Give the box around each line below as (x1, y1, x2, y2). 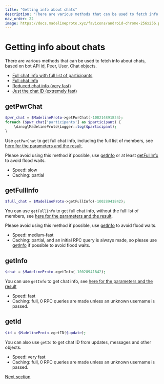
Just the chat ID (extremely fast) (12, 88, 77, 94)
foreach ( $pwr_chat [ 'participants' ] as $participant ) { (5, 120, 121, 124)
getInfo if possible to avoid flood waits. (12, 243, 90, 248)
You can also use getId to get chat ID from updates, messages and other (5, 339, 151, 345)
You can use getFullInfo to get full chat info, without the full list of (5, 208, 139, 214)
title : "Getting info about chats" (5, 7, 78, 12)
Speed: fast (12, 293, 36, 299)
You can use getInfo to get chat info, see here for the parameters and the (5, 278, 153, 284)
